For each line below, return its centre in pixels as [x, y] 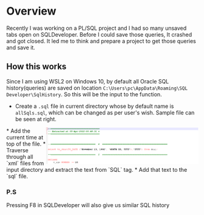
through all [20, 157]
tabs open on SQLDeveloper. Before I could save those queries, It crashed [99, 34]
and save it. [21, 48]
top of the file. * [26, 144]
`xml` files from [25, 163]
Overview [31, 11]
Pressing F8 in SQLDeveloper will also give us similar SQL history [88, 205]
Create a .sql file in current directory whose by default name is [94, 106]
